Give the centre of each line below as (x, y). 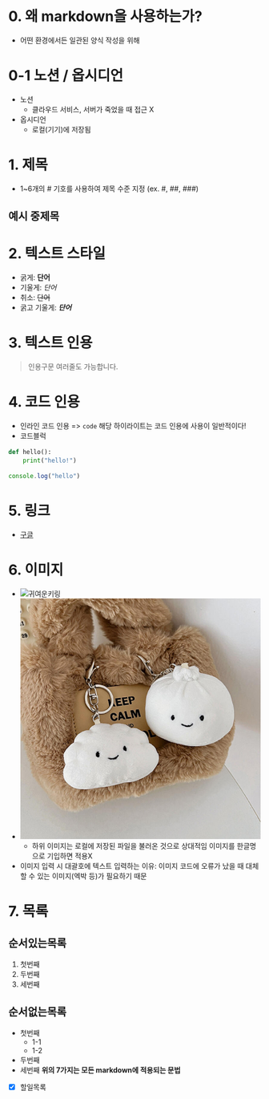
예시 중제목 (34, 216)
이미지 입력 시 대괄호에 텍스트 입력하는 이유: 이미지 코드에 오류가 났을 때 (132, 866)
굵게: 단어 (35, 278)
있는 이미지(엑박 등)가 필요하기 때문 (92, 876)
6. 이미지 (36, 570)
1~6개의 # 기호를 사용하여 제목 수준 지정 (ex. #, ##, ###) (109, 189)
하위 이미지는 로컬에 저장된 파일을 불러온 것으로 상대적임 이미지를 (133, 846)
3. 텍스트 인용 (51, 343)
